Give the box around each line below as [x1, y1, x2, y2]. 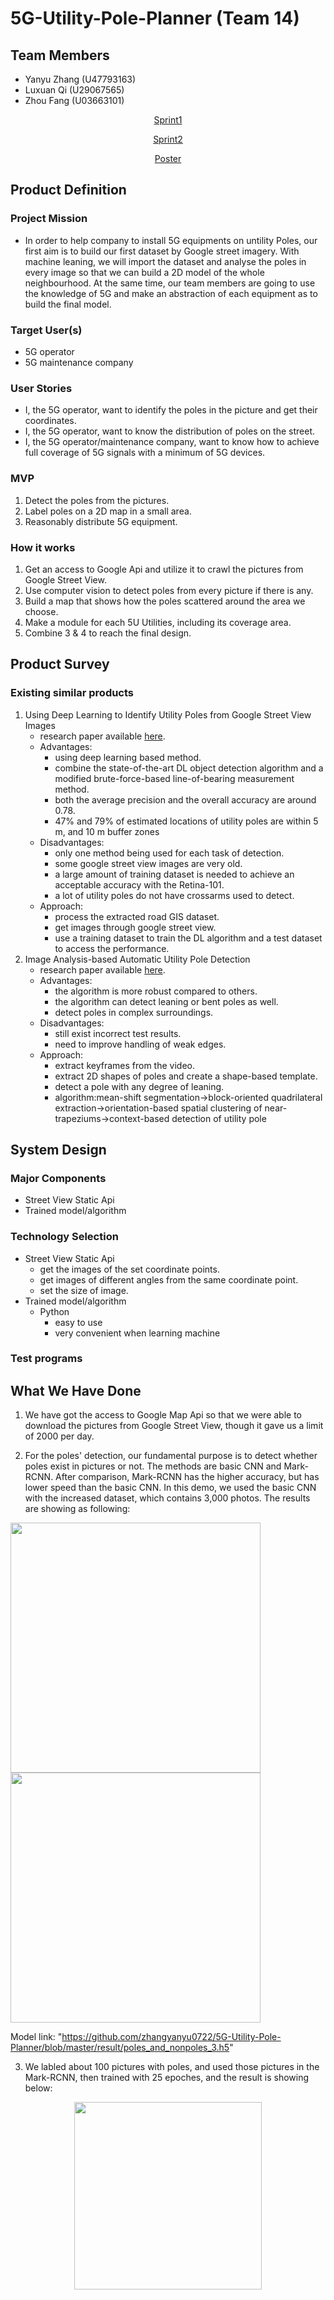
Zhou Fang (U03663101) [24, 95, 125, 106]
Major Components [10, 1171, 107, 1185]
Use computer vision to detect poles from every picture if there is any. [24, 584, 314, 596]
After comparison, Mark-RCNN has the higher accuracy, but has [55, 1471, 320, 1483]
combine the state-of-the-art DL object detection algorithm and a [54, 762, 324, 774]
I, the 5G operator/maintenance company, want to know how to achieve [24, 436, 320, 448]
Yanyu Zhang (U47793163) [24, 73, 137, 85]
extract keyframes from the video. [54, 1059, 195, 1071]
